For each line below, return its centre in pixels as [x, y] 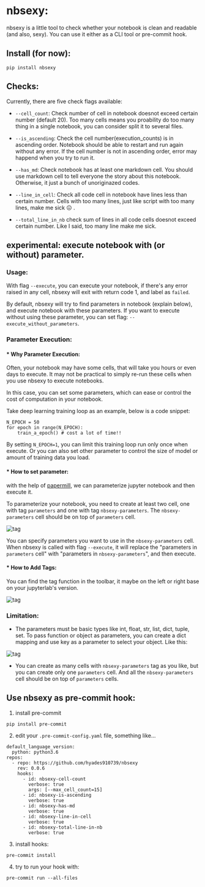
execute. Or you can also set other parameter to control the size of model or [102, 451]
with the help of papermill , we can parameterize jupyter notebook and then [101, 485]
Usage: [17, 272]
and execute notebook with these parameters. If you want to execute [93, 311]
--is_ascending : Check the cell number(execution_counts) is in [94, 138]
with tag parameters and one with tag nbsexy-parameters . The [83, 510]
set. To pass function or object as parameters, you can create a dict [101, 635]
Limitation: [23, 616]
